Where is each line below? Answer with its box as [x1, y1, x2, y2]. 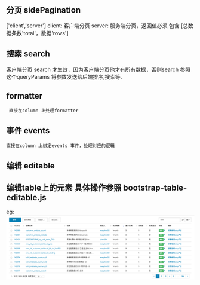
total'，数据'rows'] [23, 29, 69, 36]
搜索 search [6, 49, 51, 59]
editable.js [6, 192, 47, 203]
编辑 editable [6, 160, 55, 171]
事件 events [6, 125, 50, 136]
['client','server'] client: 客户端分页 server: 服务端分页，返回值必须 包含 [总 [6, 22, 189, 29]
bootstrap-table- [123, 183, 187, 193]
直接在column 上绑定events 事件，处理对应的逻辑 [6, 143, 115, 149]
